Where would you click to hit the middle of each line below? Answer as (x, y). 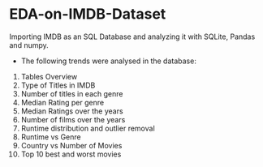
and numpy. (29, 45)
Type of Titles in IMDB (58, 85)
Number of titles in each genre (72, 93)
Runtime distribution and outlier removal (88, 128)
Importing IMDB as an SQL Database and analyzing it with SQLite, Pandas (132, 36)
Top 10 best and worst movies (71, 154)
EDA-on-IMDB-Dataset (88, 14)
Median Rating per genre (63, 102)
